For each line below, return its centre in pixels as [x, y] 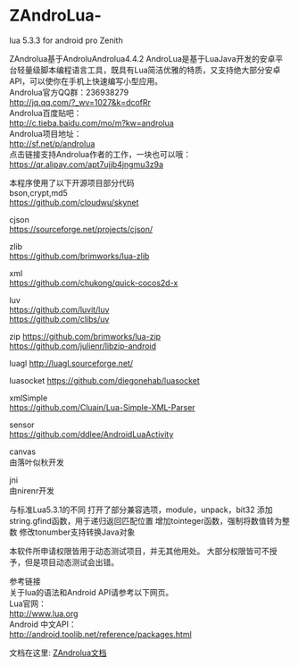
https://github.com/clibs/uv [59, 319]
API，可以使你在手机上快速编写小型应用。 [86, 80]
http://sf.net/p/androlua [52, 143]
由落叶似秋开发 [37, 462]
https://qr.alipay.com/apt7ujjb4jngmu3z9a [86, 164]
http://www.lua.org [44, 613]
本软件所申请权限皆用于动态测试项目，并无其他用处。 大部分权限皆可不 [139, 551]
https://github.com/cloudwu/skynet [74, 202]
